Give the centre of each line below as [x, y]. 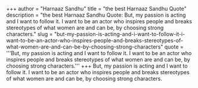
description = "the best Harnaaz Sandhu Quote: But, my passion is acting [96, 15]
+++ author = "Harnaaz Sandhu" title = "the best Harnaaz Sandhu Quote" [96, 9]
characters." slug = [30, 34]
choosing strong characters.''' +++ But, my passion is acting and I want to [97, 66]
